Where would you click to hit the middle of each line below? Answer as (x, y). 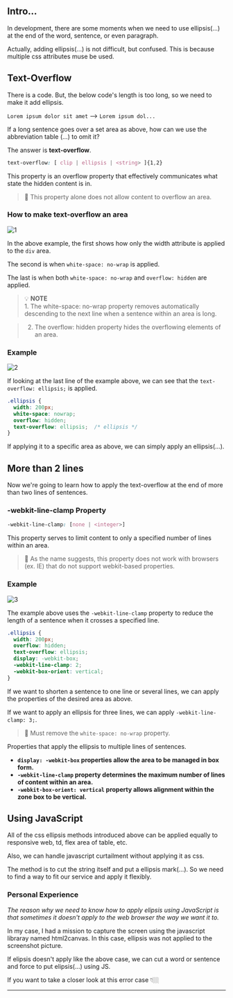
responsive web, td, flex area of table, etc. (67, 843)
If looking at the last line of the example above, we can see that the (103, 381)
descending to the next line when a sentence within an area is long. (120, 313)
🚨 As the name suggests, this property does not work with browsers (121, 559)
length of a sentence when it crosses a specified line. (83, 620)
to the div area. (29, 251)
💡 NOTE (36, 298)
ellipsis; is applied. (68, 389)
